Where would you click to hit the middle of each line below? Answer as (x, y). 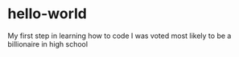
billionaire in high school (48, 44)
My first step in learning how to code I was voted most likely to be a (119, 36)
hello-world (47, 14)
